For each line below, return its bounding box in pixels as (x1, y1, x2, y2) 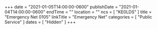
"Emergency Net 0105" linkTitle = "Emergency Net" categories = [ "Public (4, 14, 152, 19)
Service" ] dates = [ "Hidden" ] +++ (4, 19, 76, 25)
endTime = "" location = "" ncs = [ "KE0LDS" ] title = (46, 9, 152, 15)
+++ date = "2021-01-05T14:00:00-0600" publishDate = (4, 4, 118, 10)
